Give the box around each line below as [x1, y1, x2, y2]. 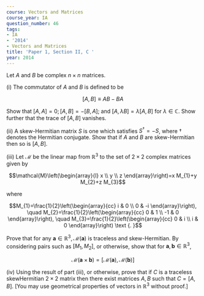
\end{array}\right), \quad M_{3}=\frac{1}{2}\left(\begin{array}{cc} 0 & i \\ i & [7, 215, 198, 222]
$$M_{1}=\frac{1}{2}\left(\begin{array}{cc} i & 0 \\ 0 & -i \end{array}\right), [9, 202, 197, 209]
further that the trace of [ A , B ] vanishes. [6, 114, 107, 121]
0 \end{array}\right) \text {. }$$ [63, 221, 143, 229]
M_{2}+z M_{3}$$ [80, 178, 126, 186]
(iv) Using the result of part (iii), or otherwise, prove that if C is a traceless [6, 268, 192, 276]
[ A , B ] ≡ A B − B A [82, 95, 124, 102]
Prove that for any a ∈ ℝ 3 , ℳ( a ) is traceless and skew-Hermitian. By [6, 233, 179, 242]
